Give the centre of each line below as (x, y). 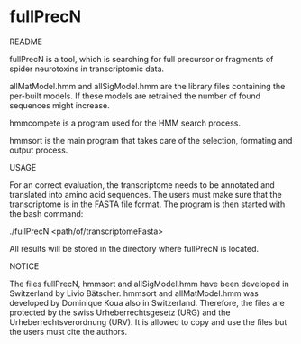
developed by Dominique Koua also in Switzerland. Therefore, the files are (147, 302)
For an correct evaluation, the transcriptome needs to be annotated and (142, 185)
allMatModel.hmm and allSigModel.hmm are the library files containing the (147, 86)
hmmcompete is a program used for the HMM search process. (125, 123)
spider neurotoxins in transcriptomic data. (87, 69)
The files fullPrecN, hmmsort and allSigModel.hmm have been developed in (150, 284)
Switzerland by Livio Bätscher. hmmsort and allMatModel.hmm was (134, 293)
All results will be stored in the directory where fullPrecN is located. (134, 248)
